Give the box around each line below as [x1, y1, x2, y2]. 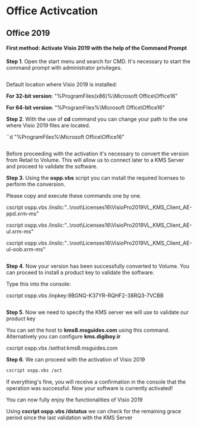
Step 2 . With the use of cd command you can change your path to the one [6, 115, 188, 123]
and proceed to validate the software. [6, 163, 98, 170]
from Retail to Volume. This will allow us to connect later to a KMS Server [6, 156, 185, 163]
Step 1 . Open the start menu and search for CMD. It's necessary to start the [6, 58, 191, 65]
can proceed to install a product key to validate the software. [6, 269, 155, 276]
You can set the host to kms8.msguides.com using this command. [6, 326, 170, 334]
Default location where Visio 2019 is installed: [6, 80, 117, 88]
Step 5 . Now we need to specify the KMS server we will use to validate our [6, 308, 189, 316]
